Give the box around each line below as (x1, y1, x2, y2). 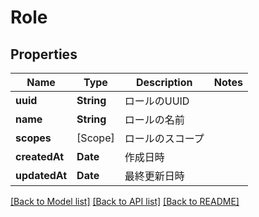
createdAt (15, 150, 65, 163)
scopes (15, 131, 52, 145)
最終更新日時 (124, 169, 185, 183)
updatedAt (15, 169, 68, 182)
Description (136, 76, 193, 89)
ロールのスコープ (124, 132, 205, 145)
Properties (10, 46, 78, 63)
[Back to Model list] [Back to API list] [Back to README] (10, 196, 240, 207)
